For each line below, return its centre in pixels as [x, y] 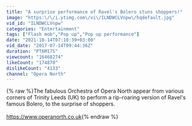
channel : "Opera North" [36, 74]
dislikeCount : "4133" [34, 68]
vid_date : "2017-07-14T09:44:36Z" [50, 46]
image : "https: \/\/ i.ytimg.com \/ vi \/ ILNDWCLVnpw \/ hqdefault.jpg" [90, 18]
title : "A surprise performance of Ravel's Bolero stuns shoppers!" [94, 12]
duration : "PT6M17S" [32, 51]
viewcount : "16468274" [35, 57]
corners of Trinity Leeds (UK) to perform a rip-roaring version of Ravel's [96, 98]
